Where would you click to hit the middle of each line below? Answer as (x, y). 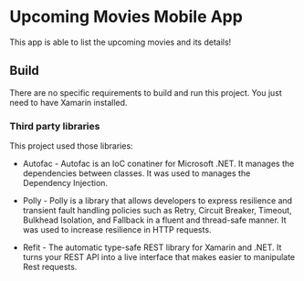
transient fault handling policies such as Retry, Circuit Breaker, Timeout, (157, 211)
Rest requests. (50, 267)
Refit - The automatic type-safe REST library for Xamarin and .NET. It (152, 247)
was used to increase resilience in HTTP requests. (117, 230)
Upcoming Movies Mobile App (126, 17)
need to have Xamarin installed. (68, 102)
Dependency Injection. (65, 183)
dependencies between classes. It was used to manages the (136, 173)
